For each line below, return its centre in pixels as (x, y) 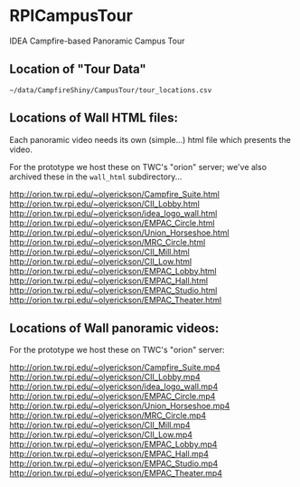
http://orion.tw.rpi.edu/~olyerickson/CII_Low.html (101, 261)
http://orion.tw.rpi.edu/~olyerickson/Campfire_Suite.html (114, 194)
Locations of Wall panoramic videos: (114, 328)
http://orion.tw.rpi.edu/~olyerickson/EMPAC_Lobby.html (113, 271)
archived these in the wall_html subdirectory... (96, 177)
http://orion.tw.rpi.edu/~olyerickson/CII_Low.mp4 (101, 434)
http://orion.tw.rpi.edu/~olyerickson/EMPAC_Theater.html (116, 300)
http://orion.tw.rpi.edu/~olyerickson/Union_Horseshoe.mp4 (120, 406)
